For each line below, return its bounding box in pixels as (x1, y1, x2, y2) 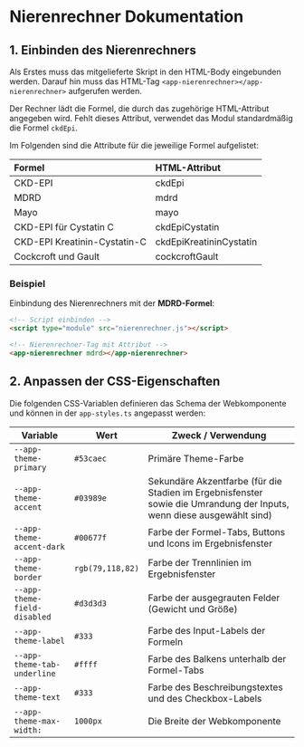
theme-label (14, 636, 66, 646)
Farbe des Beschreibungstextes (147, 681, 283, 694)
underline (14, 668, 56, 678)
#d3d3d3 (73, 598, 107, 608)
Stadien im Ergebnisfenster (147, 486, 263, 499)
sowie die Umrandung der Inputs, (147, 497, 290, 510)
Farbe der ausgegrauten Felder (147, 591, 280, 604)
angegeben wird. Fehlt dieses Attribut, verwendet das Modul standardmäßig (9, 113, 293, 123)
